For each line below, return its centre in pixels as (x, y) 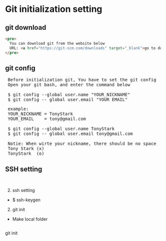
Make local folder (30, 219)
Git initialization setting (54, 9)
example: (18, 109)
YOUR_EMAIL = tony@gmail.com (47, 119)
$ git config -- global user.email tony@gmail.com (70, 134)
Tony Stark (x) (26, 149)
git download (26, 28)
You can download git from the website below (57, 43)
